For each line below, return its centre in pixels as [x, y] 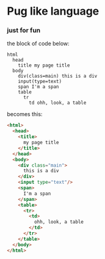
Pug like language [53, 11]
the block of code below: [38, 43]
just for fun [24, 31]
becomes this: [25, 114]
